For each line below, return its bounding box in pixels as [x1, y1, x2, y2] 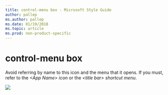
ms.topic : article [5, 26, 44, 31]
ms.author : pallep [5, 17, 44, 22]
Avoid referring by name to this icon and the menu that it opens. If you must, [5, 69, 163, 75]
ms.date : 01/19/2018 [5, 21, 49, 27]
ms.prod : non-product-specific [5, 31, 71, 36]
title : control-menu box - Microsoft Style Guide [5, 7, 112, 13]
